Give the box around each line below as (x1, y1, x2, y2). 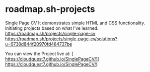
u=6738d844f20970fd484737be (5, 41, 73, 47)
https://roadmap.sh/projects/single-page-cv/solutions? (5, 36, 118, 42)
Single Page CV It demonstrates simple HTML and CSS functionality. (5, 20, 146, 26)
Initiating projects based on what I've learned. (5, 25, 99, 31)
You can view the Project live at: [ (5, 51, 74, 57)
